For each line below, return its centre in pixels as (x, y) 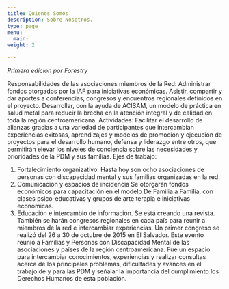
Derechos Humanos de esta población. (72, 278)
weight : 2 (21, 45)
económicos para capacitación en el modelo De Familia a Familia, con (115, 191)
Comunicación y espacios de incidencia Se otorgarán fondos (103, 184)
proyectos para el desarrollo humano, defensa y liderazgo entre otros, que (112, 142)
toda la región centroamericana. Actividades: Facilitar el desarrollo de (105, 120)
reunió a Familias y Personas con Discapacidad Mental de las (103, 242)
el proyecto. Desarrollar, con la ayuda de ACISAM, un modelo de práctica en (114, 106)
